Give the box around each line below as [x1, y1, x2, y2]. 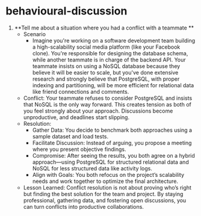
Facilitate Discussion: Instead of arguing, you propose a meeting [32, 139, 192, 146]
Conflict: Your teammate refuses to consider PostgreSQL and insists [23, 94, 193, 102]
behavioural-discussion [5, 4, 128, 18]
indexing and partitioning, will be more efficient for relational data [32, 81, 194, 88]
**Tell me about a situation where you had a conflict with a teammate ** [14, 24, 194, 31]
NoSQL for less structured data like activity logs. [32, 164, 153, 172]
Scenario [23, 30, 46, 37]
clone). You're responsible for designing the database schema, [32, 49, 188, 57]
